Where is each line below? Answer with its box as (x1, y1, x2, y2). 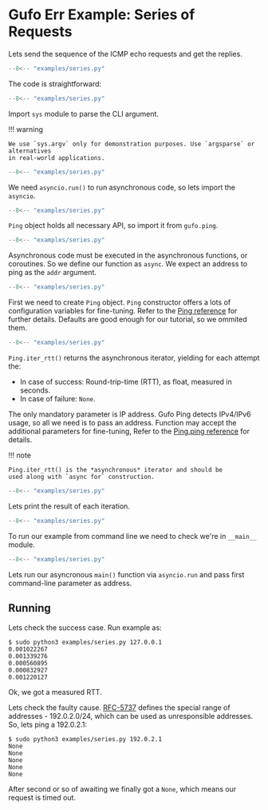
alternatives (8, 146, 52, 155)
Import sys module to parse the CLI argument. (8, 109, 160, 118)
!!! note (8, 450, 32, 461)
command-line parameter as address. (8, 578, 132, 588)
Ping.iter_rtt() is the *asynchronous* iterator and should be (8, 466, 223, 474)
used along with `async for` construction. (8, 473, 156, 481)
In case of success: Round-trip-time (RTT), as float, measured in (19, 377, 233, 387)
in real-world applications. (8, 154, 105, 162)
